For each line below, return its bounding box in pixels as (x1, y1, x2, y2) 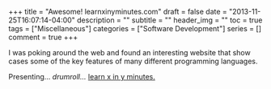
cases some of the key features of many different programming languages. (8, 56, 258, 66)
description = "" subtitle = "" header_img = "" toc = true (76, 15, 263, 25)
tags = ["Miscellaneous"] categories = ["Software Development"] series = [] (8, 24, 261, 33)
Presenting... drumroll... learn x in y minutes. (8, 72, 155, 81)
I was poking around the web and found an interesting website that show (8, 48, 251, 57)
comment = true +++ (8, 32, 78, 42)
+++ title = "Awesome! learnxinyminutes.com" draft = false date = (8, 7, 228, 16)
